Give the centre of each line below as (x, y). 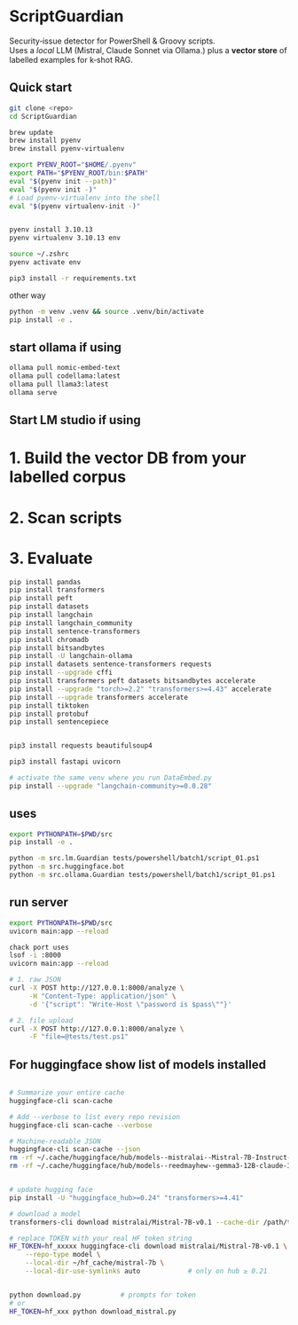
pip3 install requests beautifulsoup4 (81, 746)
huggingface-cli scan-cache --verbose (81, 1125)
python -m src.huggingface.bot (67, 866)
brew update (31, 132)
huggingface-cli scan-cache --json (75, 1149)
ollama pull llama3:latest (59, 384)
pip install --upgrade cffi (61, 673)
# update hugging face (51, 1190)
